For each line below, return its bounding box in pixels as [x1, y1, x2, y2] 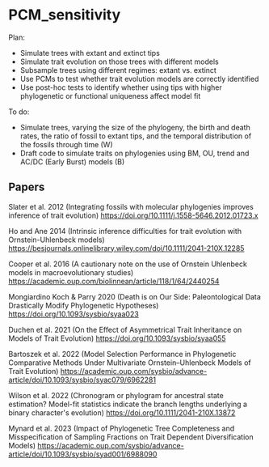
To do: [8, 107, 30, 117]
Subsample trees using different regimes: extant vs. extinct [19, 65, 216, 74]
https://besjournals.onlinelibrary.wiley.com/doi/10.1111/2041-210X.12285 [8, 243, 245, 253]
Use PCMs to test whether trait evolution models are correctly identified [19, 74, 259, 83]
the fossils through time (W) [19, 139, 113, 149]
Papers [8, 180, 45, 194]
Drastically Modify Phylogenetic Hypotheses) [8, 300, 159, 310]
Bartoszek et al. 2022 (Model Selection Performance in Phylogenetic [8, 349, 237, 359]
